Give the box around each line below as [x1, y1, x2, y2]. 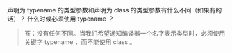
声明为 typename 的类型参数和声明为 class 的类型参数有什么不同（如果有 [7, 6, 216, 14]
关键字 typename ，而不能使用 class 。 [24, 38, 136, 46]
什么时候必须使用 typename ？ [26, 14, 115, 23]
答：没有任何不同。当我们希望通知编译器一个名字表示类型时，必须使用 [24, 30, 226, 37]
